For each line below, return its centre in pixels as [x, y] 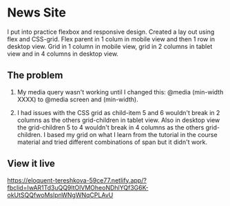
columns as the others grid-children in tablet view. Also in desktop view [118, 120]
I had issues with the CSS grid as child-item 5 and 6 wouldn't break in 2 [118, 112]
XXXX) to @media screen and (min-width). [78, 99]
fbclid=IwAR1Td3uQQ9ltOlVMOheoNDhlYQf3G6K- [78, 187]
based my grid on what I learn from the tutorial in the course [133, 134]
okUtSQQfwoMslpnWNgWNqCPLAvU [60, 195]
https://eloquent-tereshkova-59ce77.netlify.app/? [77, 180]
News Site [37, 13]
